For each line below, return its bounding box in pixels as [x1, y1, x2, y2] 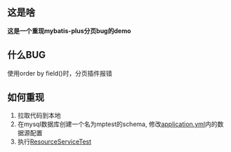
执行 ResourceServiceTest [17, 137, 92, 146]
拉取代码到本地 [17, 111, 61, 120]
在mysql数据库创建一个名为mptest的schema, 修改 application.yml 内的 [17, 120, 218, 128]
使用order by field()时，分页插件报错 [7, 69, 112, 77]
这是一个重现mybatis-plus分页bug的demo [7, 27, 131, 35]
